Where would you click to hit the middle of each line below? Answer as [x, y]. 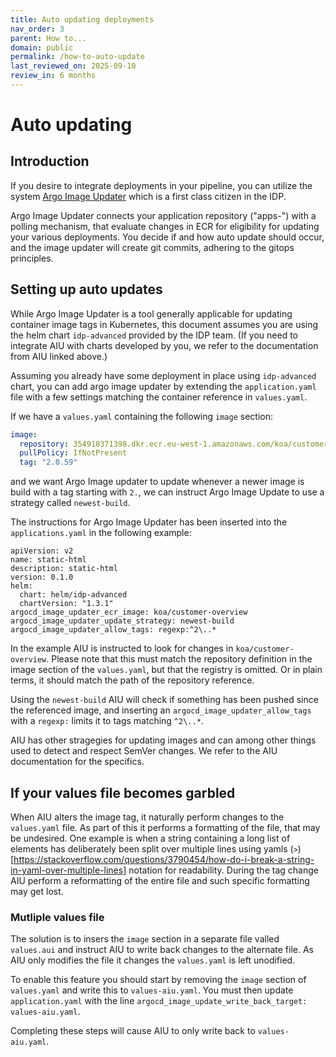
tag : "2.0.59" [48, 462]
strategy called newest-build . [70, 503]
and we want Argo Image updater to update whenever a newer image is [157, 482]
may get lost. [37, 891]
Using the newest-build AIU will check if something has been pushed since [164, 700]
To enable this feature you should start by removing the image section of [158, 980]
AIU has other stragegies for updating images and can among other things [163, 740]
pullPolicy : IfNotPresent [73, 453]
